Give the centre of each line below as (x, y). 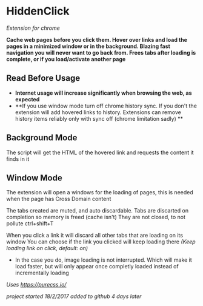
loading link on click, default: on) (47, 248)
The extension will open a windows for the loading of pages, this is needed (100, 192)
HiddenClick (38, 11)
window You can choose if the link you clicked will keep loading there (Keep (101, 242)
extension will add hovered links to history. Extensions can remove (98, 112)
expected (27, 99)
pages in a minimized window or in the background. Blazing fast (88, 46)
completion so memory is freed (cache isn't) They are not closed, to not (96, 217)
